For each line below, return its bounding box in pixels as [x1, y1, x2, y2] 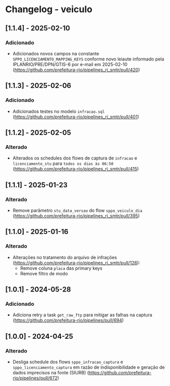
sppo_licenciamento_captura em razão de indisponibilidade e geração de [12, 364, 165, 370]
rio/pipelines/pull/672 [12, 375, 58, 381]
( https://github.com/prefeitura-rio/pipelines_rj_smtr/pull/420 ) [12, 67, 141, 73]
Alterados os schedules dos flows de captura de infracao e [12, 155, 138, 161]
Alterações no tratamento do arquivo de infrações [12, 254, 117, 260]
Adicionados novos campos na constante [12, 50, 99, 56]
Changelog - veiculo [5, 4, 93, 15]
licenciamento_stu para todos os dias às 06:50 [12, 160, 114, 167]
